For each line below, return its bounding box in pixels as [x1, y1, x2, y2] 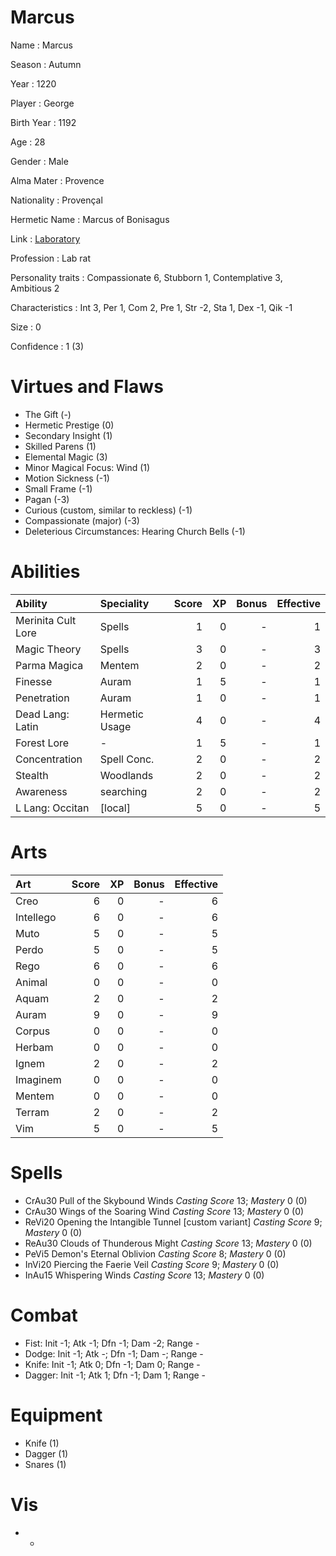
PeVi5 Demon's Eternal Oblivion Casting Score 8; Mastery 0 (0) [24, 1247, 287, 1260]
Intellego [15, 910, 57, 924]
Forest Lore [15, 736, 70, 750]
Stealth [15, 768, 49, 782]
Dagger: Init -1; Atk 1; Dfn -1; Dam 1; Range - [24, 1369, 207, 1381]
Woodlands [99, 768, 154, 782]
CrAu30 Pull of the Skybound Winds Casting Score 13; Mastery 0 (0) [24, 1194, 308, 1206]
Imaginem [15, 1072, 62, 1086]
